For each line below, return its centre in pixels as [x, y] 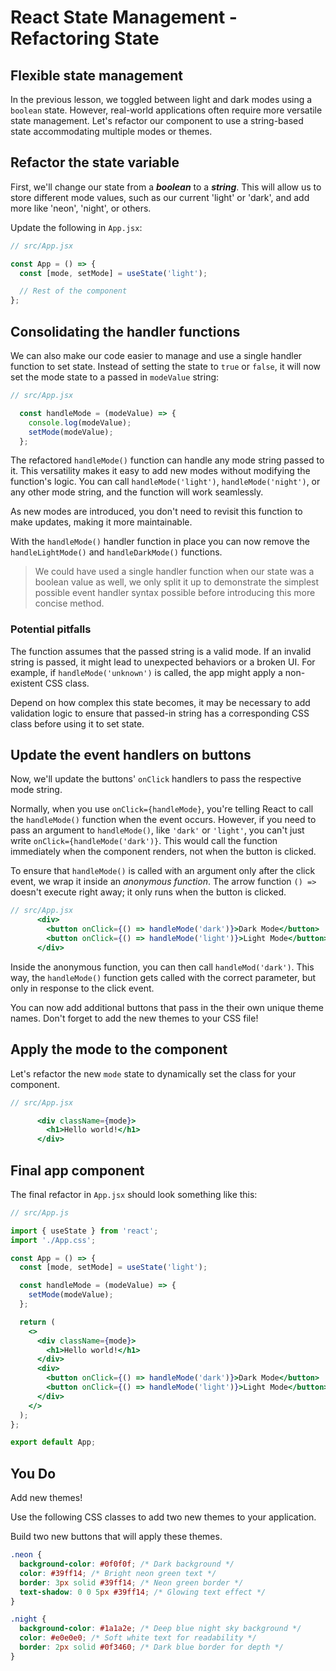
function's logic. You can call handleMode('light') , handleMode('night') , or [165, 482]
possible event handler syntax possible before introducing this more [175, 593]
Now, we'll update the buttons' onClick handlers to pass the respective [156, 779]
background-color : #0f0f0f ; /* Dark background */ [127, 1564]
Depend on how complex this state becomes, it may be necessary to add [160, 702]
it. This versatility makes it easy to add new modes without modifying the [160, 471]
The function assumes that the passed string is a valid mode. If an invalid [161, 651]
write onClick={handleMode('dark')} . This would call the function [144, 841]
